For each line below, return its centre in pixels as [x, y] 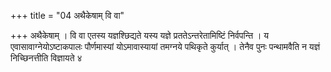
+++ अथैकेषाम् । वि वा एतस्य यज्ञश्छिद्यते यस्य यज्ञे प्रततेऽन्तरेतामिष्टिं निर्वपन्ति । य [140, 35]
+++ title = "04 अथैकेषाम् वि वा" [67, 15]
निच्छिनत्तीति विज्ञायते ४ [46, 58]
